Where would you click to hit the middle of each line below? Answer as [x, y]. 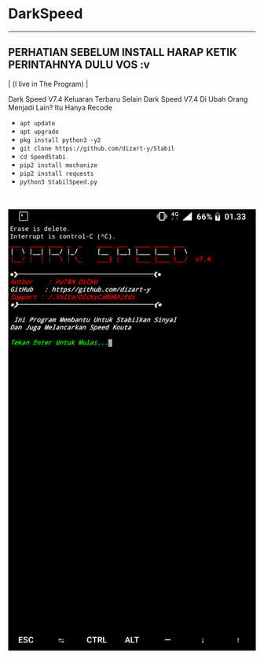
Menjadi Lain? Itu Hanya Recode [60, 107]
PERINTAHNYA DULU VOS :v [79, 65]
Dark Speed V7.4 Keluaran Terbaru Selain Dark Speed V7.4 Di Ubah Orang [128, 99]
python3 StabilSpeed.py [59, 182]
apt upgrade [39, 132]
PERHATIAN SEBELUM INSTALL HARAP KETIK [123, 52]
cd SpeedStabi [42, 157]
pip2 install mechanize [59, 165]
